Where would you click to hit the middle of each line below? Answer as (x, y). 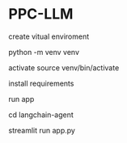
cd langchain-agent (41, 115)
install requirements (41, 83)
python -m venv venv (44, 52)
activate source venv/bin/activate (64, 67)
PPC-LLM (41, 14)
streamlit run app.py (42, 130)
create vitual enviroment (49, 36)
